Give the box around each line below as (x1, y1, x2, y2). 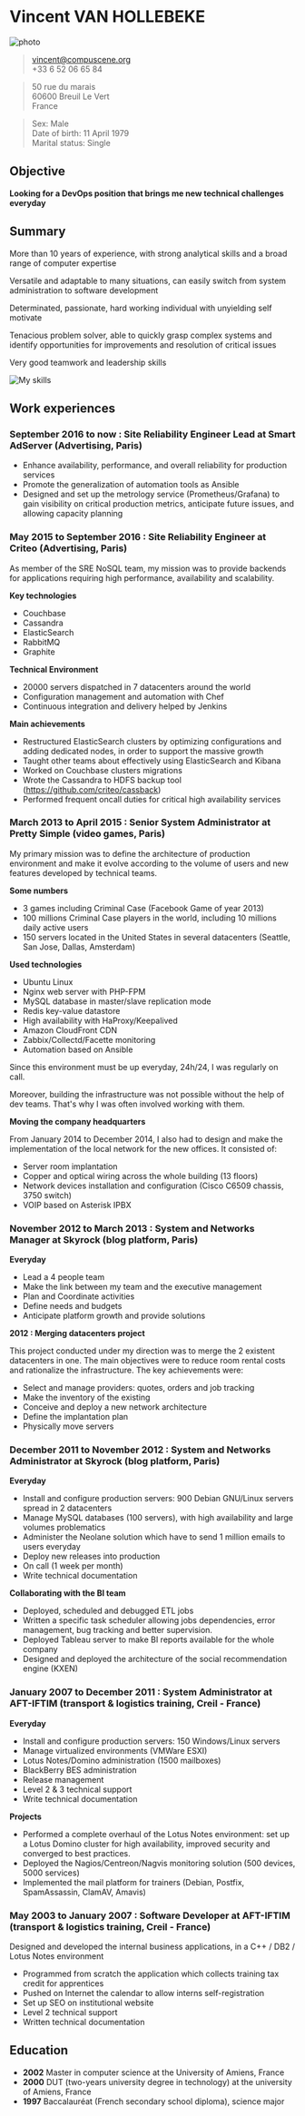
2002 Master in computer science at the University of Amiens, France (22, 2067, 285, 2078)
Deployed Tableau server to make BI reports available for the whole (22, 1634, 275, 1645)
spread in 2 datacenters (22, 1502, 113, 1513)
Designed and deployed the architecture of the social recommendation (22, 1654, 288, 1665)
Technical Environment (9, 664, 99, 674)
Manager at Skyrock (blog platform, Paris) (9, 1233, 199, 1245)
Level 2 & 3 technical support (22, 1784, 133, 1795)
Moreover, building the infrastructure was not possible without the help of (9, 1088, 285, 1099)
